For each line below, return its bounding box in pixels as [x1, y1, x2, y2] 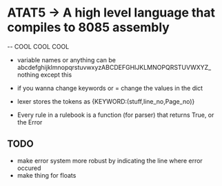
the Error [17, 118, 43, 126]
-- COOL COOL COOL [7, 42, 70, 50]
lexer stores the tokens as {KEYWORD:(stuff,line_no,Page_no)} [17, 97, 195, 105]
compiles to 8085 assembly [7, 19, 170, 35]
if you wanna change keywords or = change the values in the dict [17, 84, 203, 92]
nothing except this [17, 71, 72, 79]
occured [17, 164, 41, 172]
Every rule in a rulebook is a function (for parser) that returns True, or [17, 111, 214, 119]
